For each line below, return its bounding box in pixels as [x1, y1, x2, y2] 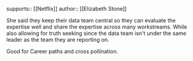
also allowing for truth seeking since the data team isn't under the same [6, 30, 186, 37]
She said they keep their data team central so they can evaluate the [6, 17, 176, 24]
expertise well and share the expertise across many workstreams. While [6, 24, 188, 30]
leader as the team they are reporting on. [6, 36, 110, 43]
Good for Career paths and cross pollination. [6, 48, 118, 55]
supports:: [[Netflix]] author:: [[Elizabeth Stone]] [6, 5, 127, 12]
